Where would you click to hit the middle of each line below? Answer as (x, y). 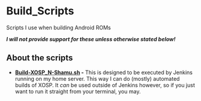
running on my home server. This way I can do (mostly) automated (97, 78)
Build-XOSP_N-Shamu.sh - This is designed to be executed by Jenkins (104, 72)
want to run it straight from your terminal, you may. (78, 91)
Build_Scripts (40, 11)
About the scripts (40, 58)
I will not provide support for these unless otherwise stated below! (91, 39)
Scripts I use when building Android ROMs (59, 27)
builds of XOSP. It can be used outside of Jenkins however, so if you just (105, 85)
